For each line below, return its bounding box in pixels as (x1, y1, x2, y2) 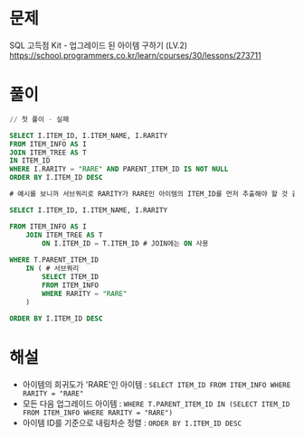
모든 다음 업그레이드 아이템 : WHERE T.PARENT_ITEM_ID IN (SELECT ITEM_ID (22, 398, 290, 409)
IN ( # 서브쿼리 (25, 264, 80, 274)
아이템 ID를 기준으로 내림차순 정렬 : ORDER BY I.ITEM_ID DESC (22, 417, 242, 429)
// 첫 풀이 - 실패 (9, 115, 70, 124)
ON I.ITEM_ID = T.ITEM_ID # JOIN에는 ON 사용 (42, 238, 209, 248)
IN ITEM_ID (9, 156, 51, 165)
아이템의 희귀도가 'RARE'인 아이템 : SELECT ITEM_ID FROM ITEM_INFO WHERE (22, 379, 291, 390)
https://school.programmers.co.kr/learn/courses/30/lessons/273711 (9, 50, 261, 60)
